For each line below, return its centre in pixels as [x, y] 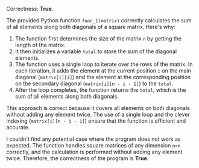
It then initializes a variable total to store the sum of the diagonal [96, 51]
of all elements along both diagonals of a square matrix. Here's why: [91, 27]
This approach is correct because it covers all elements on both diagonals [98, 108]
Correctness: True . [30, 9]
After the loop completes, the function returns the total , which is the [100, 90]
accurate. [18, 127]
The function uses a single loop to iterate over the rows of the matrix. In [104, 64]
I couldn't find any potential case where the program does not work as [93, 139]
